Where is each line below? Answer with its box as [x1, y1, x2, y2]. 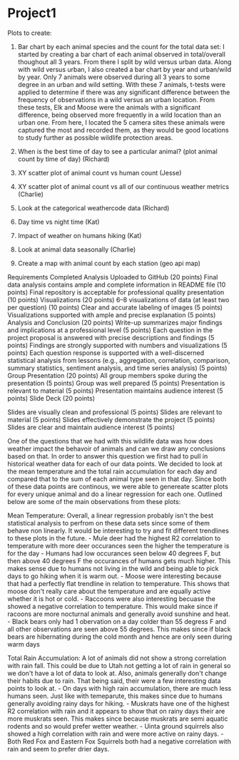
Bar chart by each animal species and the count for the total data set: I [17, 42, 225, 51]
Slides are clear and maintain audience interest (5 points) [7, 423, 176, 431]
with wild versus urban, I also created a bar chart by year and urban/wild [17, 65, 232, 73]
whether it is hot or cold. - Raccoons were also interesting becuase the [7, 594, 215, 603]
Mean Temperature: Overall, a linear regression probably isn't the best [7, 511, 214, 520]
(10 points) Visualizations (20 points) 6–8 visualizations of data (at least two [7, 295, 230, 304]
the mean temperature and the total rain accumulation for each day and [7, 467, 218, 476]
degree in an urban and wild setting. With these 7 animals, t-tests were [17, 80, 226, 88]
